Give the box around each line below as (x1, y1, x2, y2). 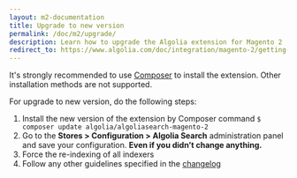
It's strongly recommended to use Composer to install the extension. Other (9, 70, 281, 80)
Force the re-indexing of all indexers (21, 149, 155, 159)
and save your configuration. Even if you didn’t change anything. (21, 140, 263, 151)
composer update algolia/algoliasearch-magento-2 (21, 122, 209, 132)
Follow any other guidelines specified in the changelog (21, 159, 221, 169)
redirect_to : (9, 46, 57, 55)
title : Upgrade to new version (9, 21, 125, 30)
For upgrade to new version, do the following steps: (9, 96, 197, 107)
